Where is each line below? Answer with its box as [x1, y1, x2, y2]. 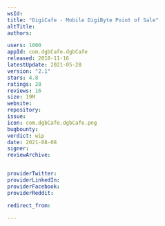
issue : [7, 113, 26, 120]
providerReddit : [7, 189, 54, 196]
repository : [7, 107, 41, 114]
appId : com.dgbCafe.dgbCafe [7, 49, 88, 55]
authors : [7, 29, 32, 37]
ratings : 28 [7, 80, 41, 87]
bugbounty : [7, 125, 39, 132]
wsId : [7, 10, 23, 17]
